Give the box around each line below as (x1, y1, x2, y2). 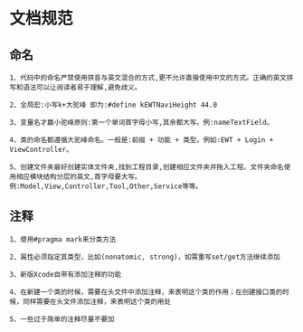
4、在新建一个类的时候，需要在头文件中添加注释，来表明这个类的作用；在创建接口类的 (9, 287, 283, 297)
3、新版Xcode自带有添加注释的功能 (9, 270, 122, 279)
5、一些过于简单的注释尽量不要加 (9, 314, 115, 324)
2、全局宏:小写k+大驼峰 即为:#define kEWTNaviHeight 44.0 (9, 100, 218, 109)
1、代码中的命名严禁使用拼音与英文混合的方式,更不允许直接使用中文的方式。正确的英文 (9, 73, 287, 82)
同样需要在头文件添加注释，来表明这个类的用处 (22, 297, 172, 306)
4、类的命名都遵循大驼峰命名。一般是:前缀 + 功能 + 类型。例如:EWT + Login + (9, 136, 274, 145)
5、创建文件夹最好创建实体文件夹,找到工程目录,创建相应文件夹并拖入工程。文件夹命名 (9, 163, 285, 172)
